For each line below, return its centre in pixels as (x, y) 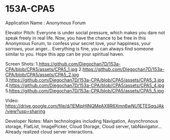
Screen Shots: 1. (22, 64)
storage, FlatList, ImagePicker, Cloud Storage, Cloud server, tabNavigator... (84, 126)
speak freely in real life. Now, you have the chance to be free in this (76, 38)
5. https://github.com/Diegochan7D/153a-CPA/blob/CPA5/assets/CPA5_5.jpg (84, 90)
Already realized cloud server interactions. (49, 131)
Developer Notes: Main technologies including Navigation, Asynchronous (82, 121)
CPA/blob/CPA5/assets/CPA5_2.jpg (42, 74)
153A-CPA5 (30, 9)
